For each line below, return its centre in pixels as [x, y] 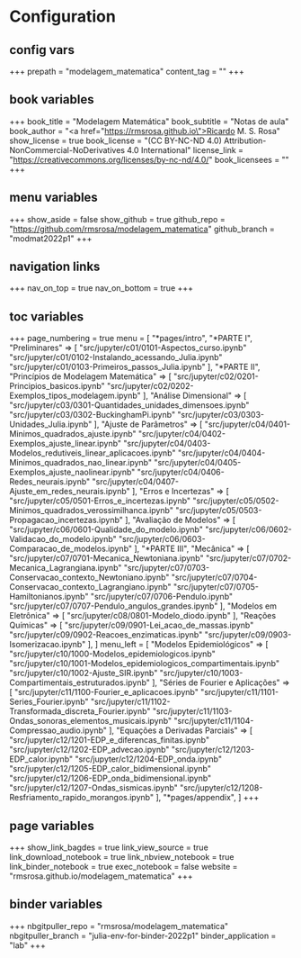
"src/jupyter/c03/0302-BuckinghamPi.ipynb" [93, 415]
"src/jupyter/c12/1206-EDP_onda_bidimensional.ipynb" [111, 778]
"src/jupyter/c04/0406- [181, 472]
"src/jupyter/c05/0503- [218, 511]
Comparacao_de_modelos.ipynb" [71, 549]
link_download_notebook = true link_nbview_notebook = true [122, 857]
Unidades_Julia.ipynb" [51, 424]
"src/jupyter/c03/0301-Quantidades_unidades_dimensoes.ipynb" [129, 405]
